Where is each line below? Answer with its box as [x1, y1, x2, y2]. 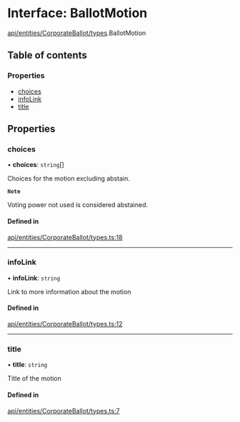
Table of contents [7, 49, 87, 61]
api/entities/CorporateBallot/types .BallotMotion [7, 29, 146, 37]
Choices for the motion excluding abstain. [7, 174, 130, 183]
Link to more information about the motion [7, 287, 131, 296]
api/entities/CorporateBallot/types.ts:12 [7, 320, 123, 328]
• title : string [7, 361, 48, 369]
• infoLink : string [7, 273, 61, 282]
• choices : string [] [7, 161, 64, 169]
